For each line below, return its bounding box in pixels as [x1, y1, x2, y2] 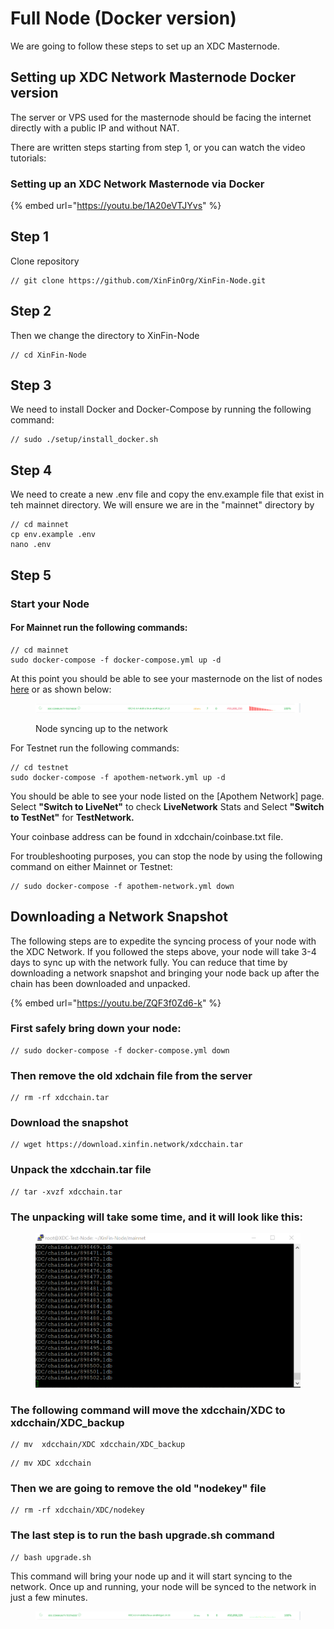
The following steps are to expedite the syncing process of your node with [10, 935, 317, 947]
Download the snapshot [10, 1116, 129, 1130]
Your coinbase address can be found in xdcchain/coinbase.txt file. [10, 830, 284, 842]
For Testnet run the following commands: [10, 742, 180, 754]
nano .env [10, 540, 52, 550]
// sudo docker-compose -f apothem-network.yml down [10, 881, 235, 891]
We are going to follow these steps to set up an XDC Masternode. [10, 40, 280, 52]
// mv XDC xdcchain [10, 1458, 92, 1469]
